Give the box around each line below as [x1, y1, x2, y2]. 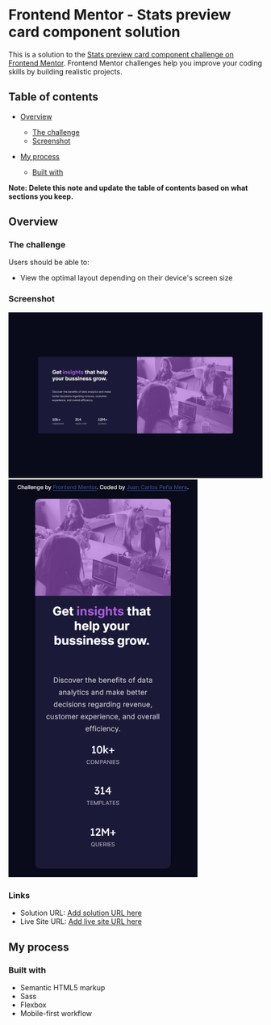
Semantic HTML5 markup [19, 983, 106, 992]
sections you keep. [8, 192, 74, 201]
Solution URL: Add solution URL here [19, 908, 143, 918]
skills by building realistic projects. [8, 66, 123, 76]
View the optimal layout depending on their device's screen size [19, 273, 233, 283]
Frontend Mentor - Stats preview [8, 6, 231, 24]
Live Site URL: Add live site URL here [19, 917, 143, 926]
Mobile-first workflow [19, 1009, 93, 1018]
